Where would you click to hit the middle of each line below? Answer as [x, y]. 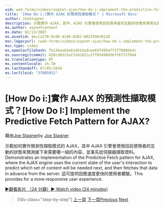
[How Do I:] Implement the [76, 111]
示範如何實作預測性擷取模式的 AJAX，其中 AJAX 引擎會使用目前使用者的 [78, 146]
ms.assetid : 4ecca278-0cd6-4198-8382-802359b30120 [58, 37]
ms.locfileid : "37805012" [31, 73]
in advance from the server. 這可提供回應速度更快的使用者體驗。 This [74, 173]
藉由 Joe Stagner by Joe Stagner [37, 135]
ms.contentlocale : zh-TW [30, 64]
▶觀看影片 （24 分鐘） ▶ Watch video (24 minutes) [57, 189]
